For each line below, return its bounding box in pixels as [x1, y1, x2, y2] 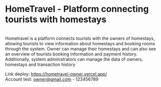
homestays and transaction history [5, 61, 75, 67]
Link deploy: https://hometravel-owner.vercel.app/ [5, 71, 107, 77]
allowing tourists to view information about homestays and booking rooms [5, 40, 155, 46]
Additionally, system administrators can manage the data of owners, [5, 56, 143, 62]
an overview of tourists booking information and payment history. [5, 51, 138, 57]
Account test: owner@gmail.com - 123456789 [5, 76, 98, 82]
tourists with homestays [5, 14, 107, 25]
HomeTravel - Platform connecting [5, 3, 149, 15]
